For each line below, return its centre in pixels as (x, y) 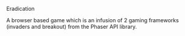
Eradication (21, 9)
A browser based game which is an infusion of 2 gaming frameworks (93, 20)
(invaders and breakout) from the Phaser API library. (72, 27)
